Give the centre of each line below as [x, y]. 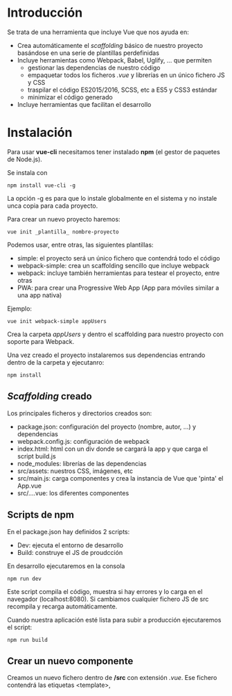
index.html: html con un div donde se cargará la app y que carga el [113, 449]
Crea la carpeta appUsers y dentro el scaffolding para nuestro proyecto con [115, 334]
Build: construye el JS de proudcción [70, 552]
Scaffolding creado [50, 396]
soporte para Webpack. [41, 341]
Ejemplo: [20, 308]
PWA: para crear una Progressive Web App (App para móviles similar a [118, 288]
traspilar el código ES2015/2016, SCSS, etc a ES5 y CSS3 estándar [122, 90]
